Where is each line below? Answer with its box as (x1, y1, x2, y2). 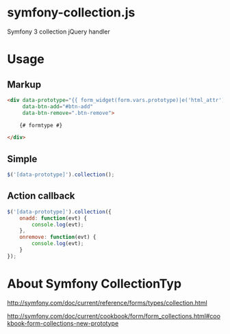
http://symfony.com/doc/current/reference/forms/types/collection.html (7, 298, 207, 307)
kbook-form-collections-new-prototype (7, 319, 119, 327)
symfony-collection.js (7, 5, 136, 21)
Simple (7, 153, 38, 165)
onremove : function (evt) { (19, 234, 97, 241)
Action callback (7, 190, 75, 202)
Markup (7, 79, 42, 90)
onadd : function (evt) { (19, 214, 88, 222)
